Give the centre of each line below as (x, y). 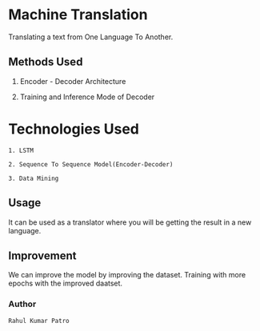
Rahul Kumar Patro (39, 321)
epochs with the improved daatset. (65, 283)
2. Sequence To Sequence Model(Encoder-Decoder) (91, 164)
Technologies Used (74, 129)
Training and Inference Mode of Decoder (87, 97)
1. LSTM (21, 150)
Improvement (42, 255)
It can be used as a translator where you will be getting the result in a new (130, 222)
